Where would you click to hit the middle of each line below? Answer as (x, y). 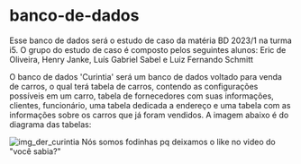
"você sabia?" (35, 151)
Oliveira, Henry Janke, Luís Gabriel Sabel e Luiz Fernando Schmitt (132, 59)
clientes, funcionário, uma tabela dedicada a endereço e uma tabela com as (150, 105)
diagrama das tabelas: (50, 124)
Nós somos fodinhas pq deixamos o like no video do (179, 142)
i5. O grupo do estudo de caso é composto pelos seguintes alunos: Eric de (148, 49)
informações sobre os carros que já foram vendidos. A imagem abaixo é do (149, 115)
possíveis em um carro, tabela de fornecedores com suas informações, (142, 96)
